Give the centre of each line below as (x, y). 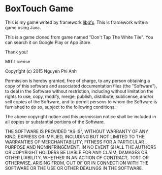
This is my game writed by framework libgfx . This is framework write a (77, 22)
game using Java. (23, 27)
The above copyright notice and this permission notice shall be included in (81, 116)
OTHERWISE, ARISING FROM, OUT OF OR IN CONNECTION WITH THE (77, 163)
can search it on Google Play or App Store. (49, 42)
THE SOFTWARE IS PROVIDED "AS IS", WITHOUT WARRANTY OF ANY (77, 131)
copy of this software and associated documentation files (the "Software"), (81, 86)
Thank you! (16, 52)
